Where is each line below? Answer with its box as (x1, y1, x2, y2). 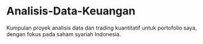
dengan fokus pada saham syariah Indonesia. (6, 30, 121, 37)
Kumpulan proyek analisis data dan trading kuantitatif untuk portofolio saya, (6, 24, 197, 31)
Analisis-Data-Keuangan (6, 4, 136, 18)
